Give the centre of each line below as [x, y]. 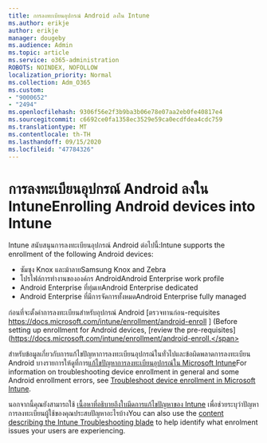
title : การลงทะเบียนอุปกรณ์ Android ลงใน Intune [79, 16]
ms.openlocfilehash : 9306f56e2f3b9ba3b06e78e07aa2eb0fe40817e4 [116, 113]
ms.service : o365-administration [64, 61]
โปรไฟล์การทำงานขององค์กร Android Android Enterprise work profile [122, 279]
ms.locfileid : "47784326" [51, 149]
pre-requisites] [212, 330]
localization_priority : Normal [60, 75]
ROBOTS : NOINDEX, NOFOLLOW [53, 68]
